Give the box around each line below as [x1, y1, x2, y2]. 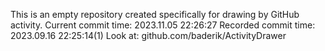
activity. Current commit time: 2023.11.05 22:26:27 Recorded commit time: [10, 19, 316, 31]
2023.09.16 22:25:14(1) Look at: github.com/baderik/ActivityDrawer [10, 30, 287, 41]
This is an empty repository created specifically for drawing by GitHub [10, 9, 300, 20]
